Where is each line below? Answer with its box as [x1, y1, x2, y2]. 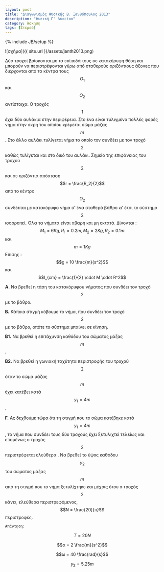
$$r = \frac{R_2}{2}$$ [59, 180, 105, 186]
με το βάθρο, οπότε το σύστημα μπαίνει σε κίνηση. [5, 324, 109, 330]
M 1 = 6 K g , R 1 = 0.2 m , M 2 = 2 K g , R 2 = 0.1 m [40, 227, 125, 235]
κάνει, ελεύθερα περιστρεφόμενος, [5, 499, 78, 505]
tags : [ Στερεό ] [5, 25, 36, 30]
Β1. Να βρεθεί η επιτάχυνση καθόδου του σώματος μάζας [5, 334, 123, 339]
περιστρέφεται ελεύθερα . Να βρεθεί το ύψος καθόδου [5, 452, 118, 458]
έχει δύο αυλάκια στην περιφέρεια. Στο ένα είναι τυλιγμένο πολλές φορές [5, 116, 158, 122]
